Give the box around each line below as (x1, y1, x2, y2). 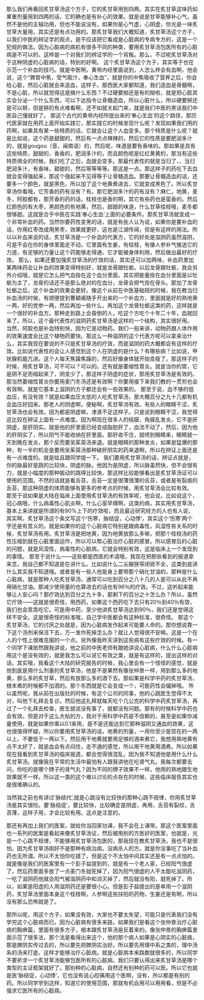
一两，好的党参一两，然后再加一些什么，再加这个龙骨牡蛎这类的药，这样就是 (6, 302, 198, 309)
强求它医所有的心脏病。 (6, 987, 65, 994)
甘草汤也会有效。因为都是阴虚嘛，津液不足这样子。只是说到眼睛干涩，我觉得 (6, 408, 198, 415)
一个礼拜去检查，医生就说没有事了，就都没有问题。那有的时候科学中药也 (16, 705, 198, 712)
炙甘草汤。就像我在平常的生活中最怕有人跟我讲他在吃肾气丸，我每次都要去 (6, 758, 192, 765)
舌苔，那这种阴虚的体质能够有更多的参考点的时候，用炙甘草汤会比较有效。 (6, 484, 192, 491)
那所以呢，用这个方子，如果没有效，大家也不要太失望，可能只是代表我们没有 (6, 911, 198, 918)
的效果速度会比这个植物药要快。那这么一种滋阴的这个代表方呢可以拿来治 (6, 332, 187, 339)
